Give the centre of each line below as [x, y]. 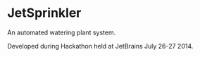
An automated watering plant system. [62, 32]
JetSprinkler [44, 13]
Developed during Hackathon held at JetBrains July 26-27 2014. [100, 46]
